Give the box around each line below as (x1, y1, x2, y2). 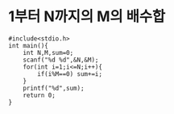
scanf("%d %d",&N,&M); (23, 56, 99, 64)
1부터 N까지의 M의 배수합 (8, 7, 166, 26)
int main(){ (8, 41, 48, 49)
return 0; (23, 91, 56, 99)
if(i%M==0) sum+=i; (37, 70, 103, 78)
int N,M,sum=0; (23, 49, 74, 57)
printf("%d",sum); (23, 84, 85, 92)
